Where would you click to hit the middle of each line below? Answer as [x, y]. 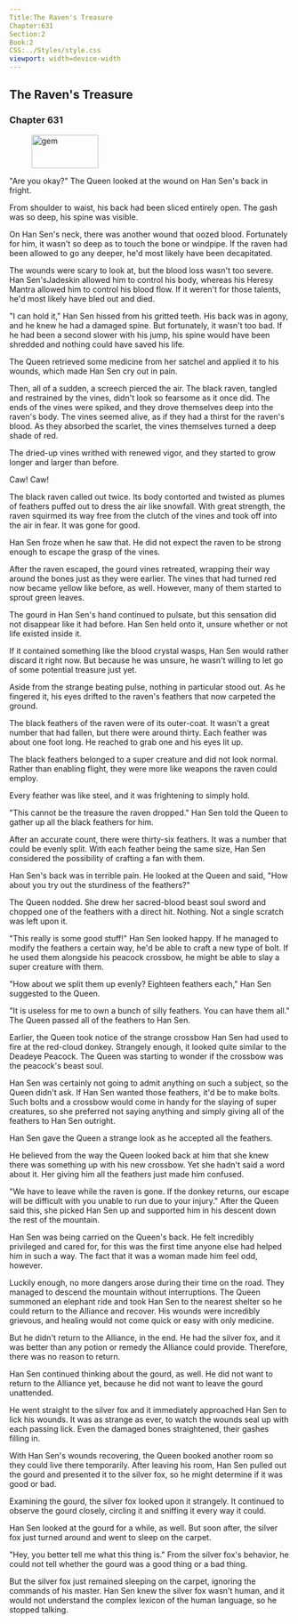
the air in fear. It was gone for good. [75, 525]
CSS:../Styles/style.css [55, 51]
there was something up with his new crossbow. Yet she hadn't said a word [147, 1164]
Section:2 [28, 34]
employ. [24, 778]
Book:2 [21, 42]
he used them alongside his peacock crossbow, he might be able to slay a [145, 957]
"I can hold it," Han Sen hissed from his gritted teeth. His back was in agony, [149, 316]
